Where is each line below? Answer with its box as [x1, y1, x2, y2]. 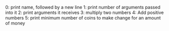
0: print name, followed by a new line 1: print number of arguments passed [5, 4, 161, 10]
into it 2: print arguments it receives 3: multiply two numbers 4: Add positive [5, 9, 164, 15]
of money [5, 20, 25, 26]
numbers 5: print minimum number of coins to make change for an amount [5, 15, 161, 20]
